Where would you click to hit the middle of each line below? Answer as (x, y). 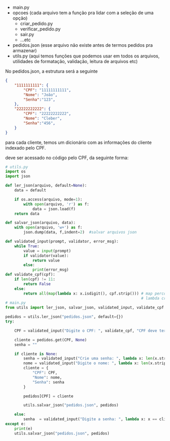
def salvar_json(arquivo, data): (40, 223)
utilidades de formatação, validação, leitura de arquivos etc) (75, 61)
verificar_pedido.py (40, 29)
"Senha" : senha (48, 382)
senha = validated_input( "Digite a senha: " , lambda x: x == (90, 419)
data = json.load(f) (54, 209)
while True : (27, 246)
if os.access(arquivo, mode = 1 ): (48, 199)
